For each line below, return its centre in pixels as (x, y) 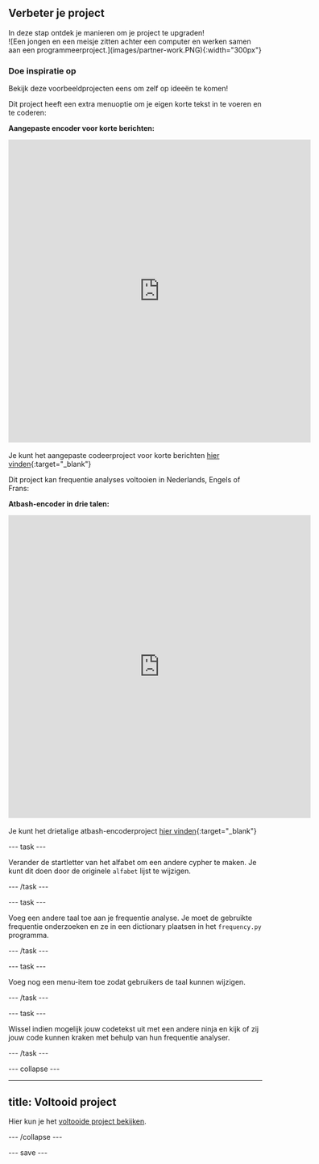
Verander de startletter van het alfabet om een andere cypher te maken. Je (133, 863)
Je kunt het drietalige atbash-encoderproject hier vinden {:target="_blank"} (133, 831)
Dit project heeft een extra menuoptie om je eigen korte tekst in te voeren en (135, 104)
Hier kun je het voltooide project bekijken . (77, 1121)
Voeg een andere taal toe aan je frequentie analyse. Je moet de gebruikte (130, 918)
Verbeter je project (56, 13)
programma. (29, 935)
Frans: (19, 489)
